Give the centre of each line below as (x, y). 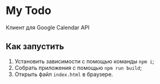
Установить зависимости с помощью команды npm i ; (84, 61)
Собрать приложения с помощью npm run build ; (78, 68)
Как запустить (35, 47)
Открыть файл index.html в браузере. (64, 74)
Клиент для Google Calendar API (48, 27)
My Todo (29, 11)
